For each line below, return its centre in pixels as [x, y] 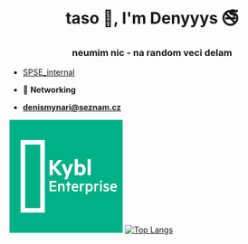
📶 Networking [49, 90]
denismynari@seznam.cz [72, 108]
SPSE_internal [48, 72]
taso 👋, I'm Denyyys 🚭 [152, 19]
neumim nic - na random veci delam [152, 53]
